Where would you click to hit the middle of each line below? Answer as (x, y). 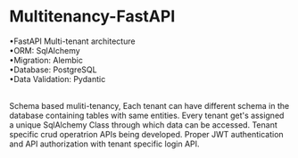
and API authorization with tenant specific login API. (104, 144)
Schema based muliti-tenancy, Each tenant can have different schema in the (149, 105)
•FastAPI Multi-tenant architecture (72, 41)
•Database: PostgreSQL (53, 70)
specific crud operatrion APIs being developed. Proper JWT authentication (146, 134)
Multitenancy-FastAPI (92, 17)
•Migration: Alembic (46, 60)
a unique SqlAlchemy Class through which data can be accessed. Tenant (144, 125)
